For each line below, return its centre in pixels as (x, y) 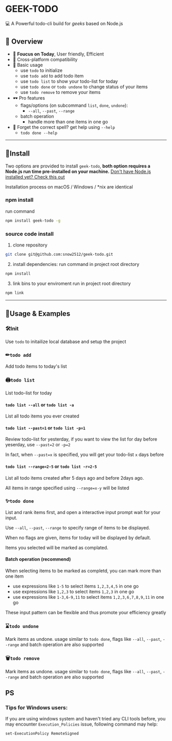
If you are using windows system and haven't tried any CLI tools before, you (85, 719)
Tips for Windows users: (37, 708)
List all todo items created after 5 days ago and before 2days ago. (75, 478)
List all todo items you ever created (42, 416)
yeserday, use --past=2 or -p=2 (38, 445)
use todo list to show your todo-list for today (69, 81)
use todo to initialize (41, 70)
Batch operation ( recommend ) (38, 559)
